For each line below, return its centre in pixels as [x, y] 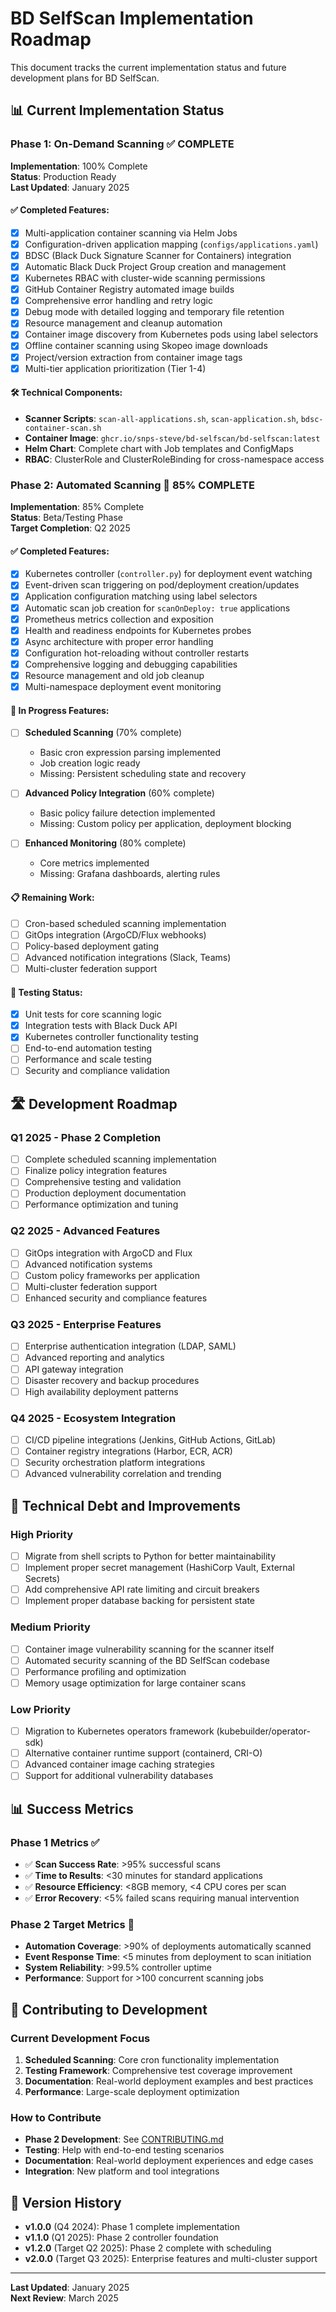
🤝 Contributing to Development [109, 2009]
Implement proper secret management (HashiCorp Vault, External [159, 1568]
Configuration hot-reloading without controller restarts [137, 653]
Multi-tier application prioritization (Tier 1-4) [115, 368]
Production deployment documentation [105, 1193]
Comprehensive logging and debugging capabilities [131, 664]
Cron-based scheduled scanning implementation [125, 923]
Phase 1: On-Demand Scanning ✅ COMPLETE [122, 144]
